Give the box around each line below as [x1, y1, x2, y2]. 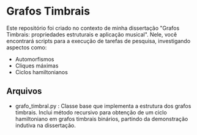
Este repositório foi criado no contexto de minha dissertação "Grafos [6, 24, 180, 32]
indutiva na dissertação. [15, 122, 76, 129]
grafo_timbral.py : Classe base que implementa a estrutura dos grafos [15, 102, 191, 109]
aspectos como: [6, 44, 47, 51]
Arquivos [6, 86, 42, 97]
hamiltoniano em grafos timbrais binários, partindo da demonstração [15, 115, 188, 122]
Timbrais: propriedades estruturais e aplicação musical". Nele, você [6, 30, 177, 38]
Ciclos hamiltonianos [15, 68, 69, 75]
